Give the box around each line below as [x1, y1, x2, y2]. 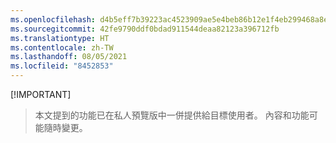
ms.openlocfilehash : [10, 14, 97, 25]
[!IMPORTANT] [10, 89, 72, 100]
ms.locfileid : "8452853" [10, 61, 114, 71]
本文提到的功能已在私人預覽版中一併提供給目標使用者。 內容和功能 [34, 109, 310, 121]
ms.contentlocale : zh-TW [10, 42, 114, 53]
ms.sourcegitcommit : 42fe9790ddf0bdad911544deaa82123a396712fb [10, 24, 280, 34]
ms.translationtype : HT [10, 33, 110, 43]
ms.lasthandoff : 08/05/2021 [10, 52, 128, 62]
